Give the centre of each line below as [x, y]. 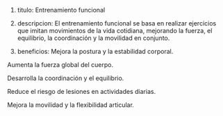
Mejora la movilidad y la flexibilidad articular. [71, 105]
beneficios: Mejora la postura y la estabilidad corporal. [95, 51]
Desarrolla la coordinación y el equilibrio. [66, 78]
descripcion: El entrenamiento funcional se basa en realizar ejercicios [117, 23]
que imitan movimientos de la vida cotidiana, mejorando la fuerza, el [115, 31]
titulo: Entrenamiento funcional [61, 10]
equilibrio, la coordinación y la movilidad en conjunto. [93, 38]
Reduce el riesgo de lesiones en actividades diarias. [82, 91]
